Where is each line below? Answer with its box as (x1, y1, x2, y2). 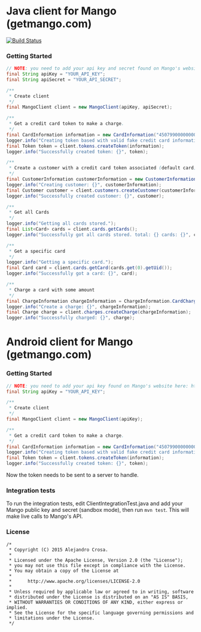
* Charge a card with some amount (8, 287, 95, 293)
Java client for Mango (6, 4, 117, 18)
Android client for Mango (6, 335, 133, 349)
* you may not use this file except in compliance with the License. (8, 562, 186, 568)
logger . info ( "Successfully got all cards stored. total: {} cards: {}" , (6, 231, 191, 238)
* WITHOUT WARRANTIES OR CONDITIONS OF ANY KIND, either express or (8, 599, 184, 605)
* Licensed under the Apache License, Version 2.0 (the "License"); (8, 557, 184, 563)
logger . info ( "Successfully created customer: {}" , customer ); (6, 193, 165, 199)
